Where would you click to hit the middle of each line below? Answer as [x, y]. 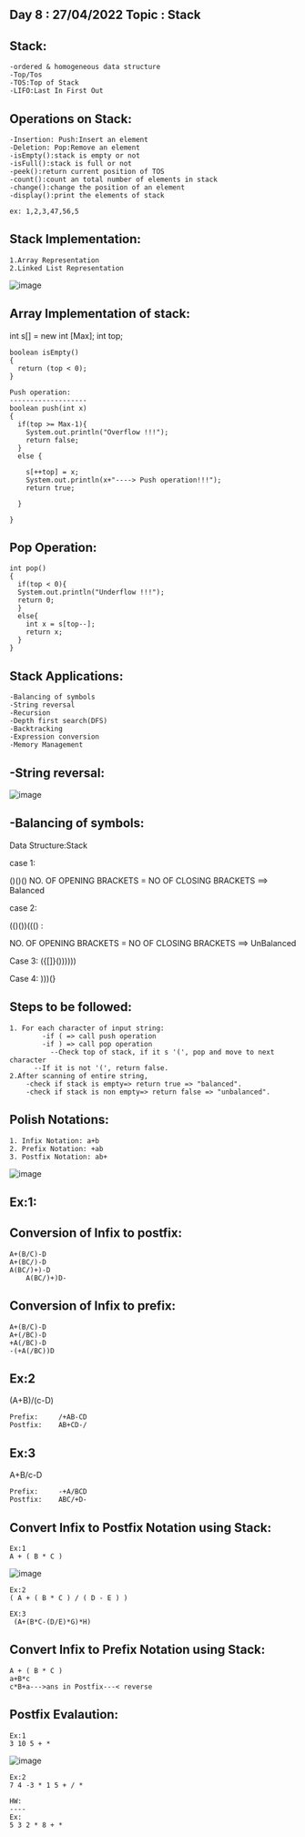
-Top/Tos [26, 75]
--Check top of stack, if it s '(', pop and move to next [162, 1052]
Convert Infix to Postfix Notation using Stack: [140, 1528]
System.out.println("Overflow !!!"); [97, 432]
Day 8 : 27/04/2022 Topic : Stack [105, 15]
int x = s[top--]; [61, 624]
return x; [45, 632]
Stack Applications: [66, 676]
